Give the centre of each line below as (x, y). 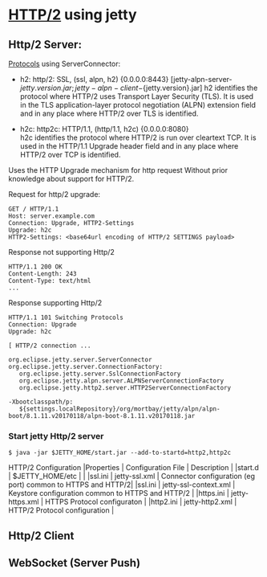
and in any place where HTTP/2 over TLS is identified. (109, 113)
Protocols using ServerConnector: (65, 63)
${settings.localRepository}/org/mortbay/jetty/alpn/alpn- (119, 409)
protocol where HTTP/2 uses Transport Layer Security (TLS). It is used (137, 96)
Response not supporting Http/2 (61, 252)
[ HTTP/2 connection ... (50, 346)
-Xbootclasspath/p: (41, 402)
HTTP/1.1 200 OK (35, 267)
